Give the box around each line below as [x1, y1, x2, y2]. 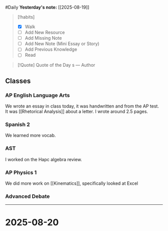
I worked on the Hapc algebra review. [5, 156, 82, 162]
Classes [5, 76, 31, 85]
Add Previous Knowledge [24, 46, 77, 52]
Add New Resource [24, 30, 65, 36]
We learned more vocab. [5, 133, 56, 139]
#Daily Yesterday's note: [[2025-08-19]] [5, 5, 89, 10]
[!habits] [17, 14, 35, 20]
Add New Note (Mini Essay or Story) [24, 41, 99, 47]
